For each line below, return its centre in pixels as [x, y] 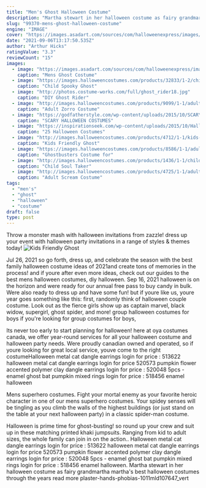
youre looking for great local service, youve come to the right [84, 350]
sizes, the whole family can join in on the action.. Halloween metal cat [94, 439]
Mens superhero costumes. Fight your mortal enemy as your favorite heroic [102, 395]
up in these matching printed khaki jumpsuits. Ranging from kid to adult [96, 433]
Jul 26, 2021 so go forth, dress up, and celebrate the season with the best [100, 260]
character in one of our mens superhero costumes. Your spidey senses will [101, 401]
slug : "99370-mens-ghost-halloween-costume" [64, 23]
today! [14, 248]
